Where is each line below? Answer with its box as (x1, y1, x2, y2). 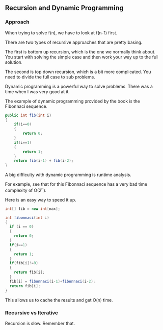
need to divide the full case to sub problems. (5, 74, 96, 80)
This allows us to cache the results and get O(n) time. (5, 297, 113, 303)
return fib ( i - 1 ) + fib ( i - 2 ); (14, 158, 74, 163)
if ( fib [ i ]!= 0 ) (9, 261, 38, 266)
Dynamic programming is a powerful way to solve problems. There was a (5, 83, 153, 89)
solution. (5, 59, 23, 65)
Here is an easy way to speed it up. (5, 197, 77, 203)
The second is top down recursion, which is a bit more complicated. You (5, 69, 151, 75)
